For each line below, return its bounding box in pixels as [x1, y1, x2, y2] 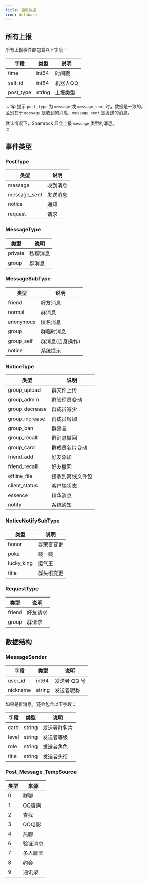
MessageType [5, 226, 41, 233]
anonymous [8, 318, 36, 325]
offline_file [8, 472, 33, 479]
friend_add [8, 453, 34, 460]
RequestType [5, 585, 39, 592]
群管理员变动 [51, 396, 82, 403]
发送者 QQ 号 [55, 678, 86, 685]
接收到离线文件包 [51, 473, 92, 480]
